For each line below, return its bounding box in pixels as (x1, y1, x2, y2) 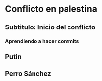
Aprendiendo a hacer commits (5, 38, 79, 45)
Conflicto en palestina (5, 3, 98, 15)
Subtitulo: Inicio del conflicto (5, 23, 96, 31)
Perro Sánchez (5, 70, 52, 78)
